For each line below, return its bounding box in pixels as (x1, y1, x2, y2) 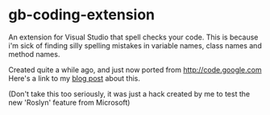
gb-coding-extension (8, 6, 156, 24)
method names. (8, 49, 60, 59)
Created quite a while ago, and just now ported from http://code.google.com (8, 64, 262, 74)
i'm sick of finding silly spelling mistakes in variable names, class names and (8, 40, 262, 50)
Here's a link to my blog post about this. (8, 73, 141, 83)
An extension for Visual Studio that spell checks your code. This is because (8, 32, 259, 42)
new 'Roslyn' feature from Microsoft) (8, 97, 131, 107)
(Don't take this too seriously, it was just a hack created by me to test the (8, 88, 251, 98)
